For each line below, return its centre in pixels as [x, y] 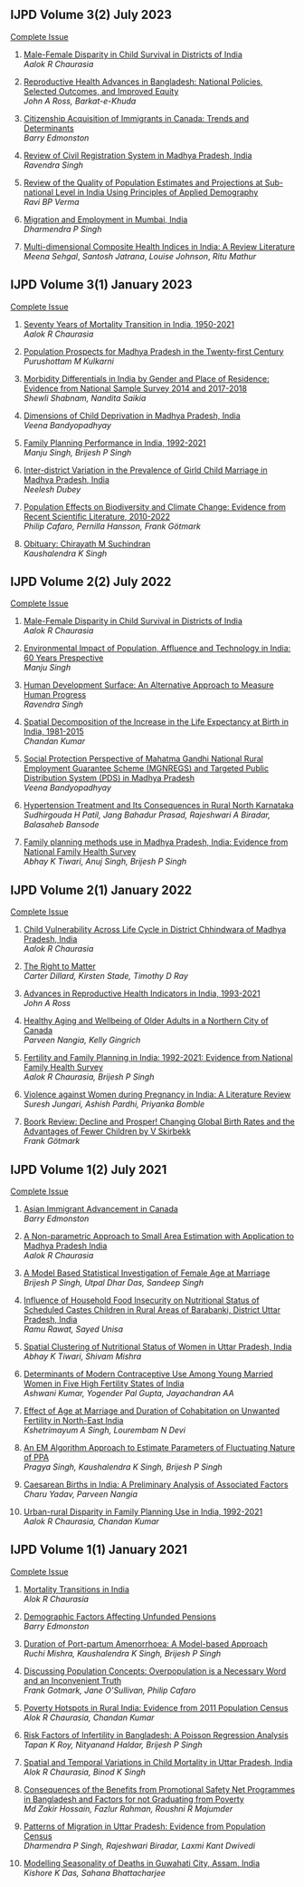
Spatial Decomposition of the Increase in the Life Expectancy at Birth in [156, 722]
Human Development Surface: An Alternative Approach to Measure [148, 685]
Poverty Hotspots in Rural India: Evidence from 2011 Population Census [156, 1707]
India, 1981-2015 [53, 732]
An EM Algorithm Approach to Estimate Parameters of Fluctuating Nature [159, 1448]
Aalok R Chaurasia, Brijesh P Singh [89, 1077]
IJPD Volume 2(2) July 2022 [91, 582]
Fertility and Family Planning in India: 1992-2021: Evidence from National [158, 1058]
